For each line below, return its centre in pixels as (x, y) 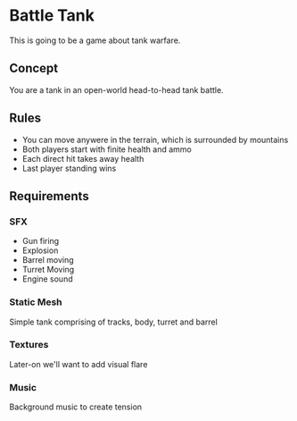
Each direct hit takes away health (83, 158)
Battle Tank (52, 16)
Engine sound (47, 279)
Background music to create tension (76, 407)
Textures (29, 345)
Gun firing (41, 241)
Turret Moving (48, 270)
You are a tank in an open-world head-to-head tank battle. (117, 89)
